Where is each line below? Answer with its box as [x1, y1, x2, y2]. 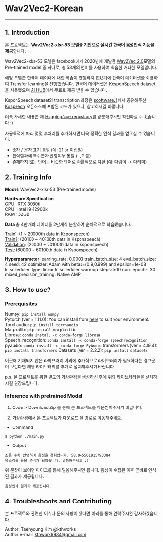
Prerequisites [5, 300, 37, 307]
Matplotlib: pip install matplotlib [5, 327, 75, 333]
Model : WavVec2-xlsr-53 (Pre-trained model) [5, 186, 96, 192]
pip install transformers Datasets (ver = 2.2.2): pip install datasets [5, 348, 148, 353]
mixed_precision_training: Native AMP [5, 271, 81, 277]
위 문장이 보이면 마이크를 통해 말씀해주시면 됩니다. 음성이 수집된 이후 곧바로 [5, 467, 147, 473]
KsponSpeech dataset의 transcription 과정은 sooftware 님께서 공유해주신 [5, 97, 147, 103]
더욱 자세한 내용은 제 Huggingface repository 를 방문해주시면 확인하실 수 [5, 114, 143, 119]
